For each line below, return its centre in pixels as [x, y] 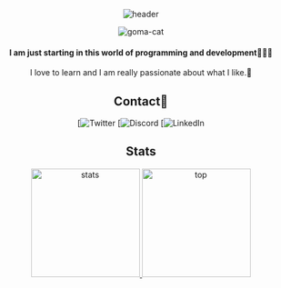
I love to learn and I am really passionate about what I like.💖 [141, 73]
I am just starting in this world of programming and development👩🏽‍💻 [141, 52]
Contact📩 [141, 101]
